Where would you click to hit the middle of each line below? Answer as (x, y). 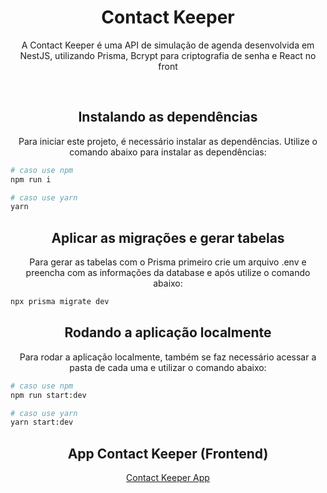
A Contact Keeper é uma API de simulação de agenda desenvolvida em (168, 45)
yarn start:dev (42, 422)
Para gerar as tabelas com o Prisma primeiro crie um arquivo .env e (168, 262)
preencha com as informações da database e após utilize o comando (168, 273)
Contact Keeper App (168, 478)
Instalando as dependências (168, 117)
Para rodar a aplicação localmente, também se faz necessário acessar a (168, 357)
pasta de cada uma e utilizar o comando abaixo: (168, 367)
